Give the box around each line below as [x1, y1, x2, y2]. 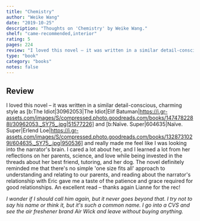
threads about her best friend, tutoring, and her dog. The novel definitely [6, 159, 185, 166]
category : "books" [6, 58, 52, 64]
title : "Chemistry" [6, 8, 55, 15]
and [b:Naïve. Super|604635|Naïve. [95, 121, 183, 128]
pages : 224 [6, 42, 33, 48]
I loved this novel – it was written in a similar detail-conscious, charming [6, 102, 183, 109]
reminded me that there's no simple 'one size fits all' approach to [6, 165, 165, 172]
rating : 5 [6, 36, 31, 42]
